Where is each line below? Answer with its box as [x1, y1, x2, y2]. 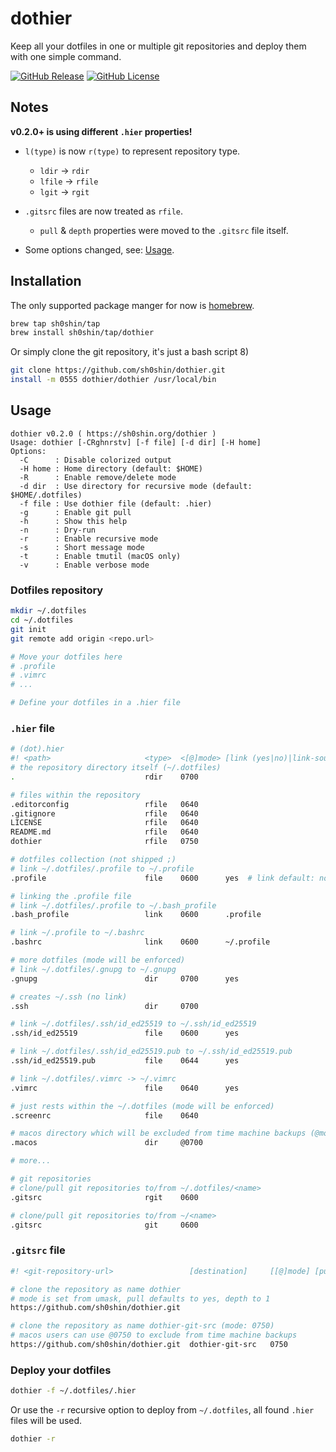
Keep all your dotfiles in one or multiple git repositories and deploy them [10, 40, 307, 52]
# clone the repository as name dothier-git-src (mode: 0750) [10, 1321, 275, 1331]
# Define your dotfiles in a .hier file [10, 698, 182, 708]
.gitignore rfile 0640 [10, 808, 199, 819]
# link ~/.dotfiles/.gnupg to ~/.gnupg [10, 964, 177, 974]
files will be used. [10, 1415, 83, 1427]
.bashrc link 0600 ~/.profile [10, 937, 271, 947]
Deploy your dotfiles [10, 1363, 112, 1377]
